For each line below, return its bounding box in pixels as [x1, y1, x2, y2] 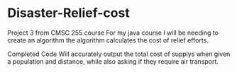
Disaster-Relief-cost [7, 5, 130, 21]
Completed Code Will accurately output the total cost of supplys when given [7, 50, 231, 58]
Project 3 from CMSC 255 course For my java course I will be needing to [7, 28, 219, 37]
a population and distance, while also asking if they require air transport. [7, 57, 219, 65]
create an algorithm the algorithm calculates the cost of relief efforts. [7, 35, 209, 44]
